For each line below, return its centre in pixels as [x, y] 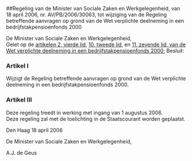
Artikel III [19, 100]
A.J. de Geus [22, 153]
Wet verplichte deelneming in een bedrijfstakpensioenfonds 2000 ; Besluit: [95, 51]
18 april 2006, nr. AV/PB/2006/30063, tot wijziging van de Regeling [87, 15]
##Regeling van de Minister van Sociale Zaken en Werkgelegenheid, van [93, 8]
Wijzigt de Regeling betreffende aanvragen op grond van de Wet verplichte [96, 79]
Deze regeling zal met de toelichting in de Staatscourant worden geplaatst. [96, 118]
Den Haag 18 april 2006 [34, 130]
